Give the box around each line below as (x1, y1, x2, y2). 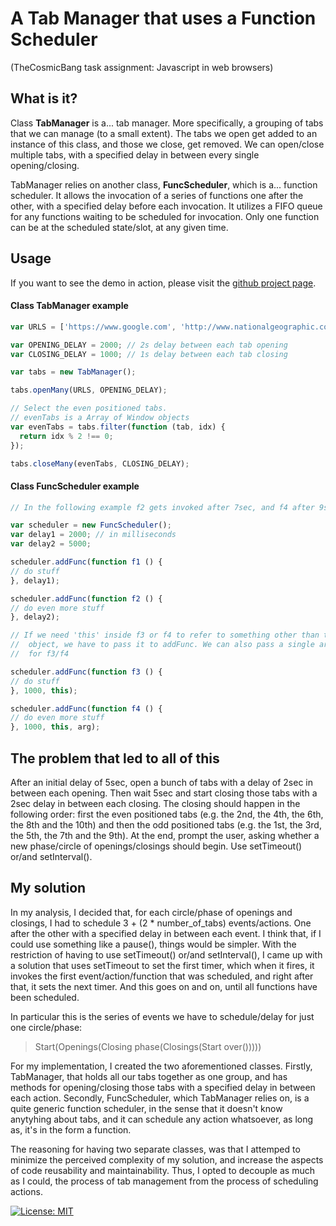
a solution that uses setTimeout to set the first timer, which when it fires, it (10, 959, 315, 971)
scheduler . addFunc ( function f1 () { (10, 557, 163, 567)
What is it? (10, 90, 78, 107)
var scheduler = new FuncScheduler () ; (10, 520, 172, 531)
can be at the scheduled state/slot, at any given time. (10, 221, 229, 233)
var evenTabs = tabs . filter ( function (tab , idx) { (10, 422, 226, 432)
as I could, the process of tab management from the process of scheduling (10, 1175, 319, 1187)
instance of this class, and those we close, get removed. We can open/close (10, 138, 325, 150)
